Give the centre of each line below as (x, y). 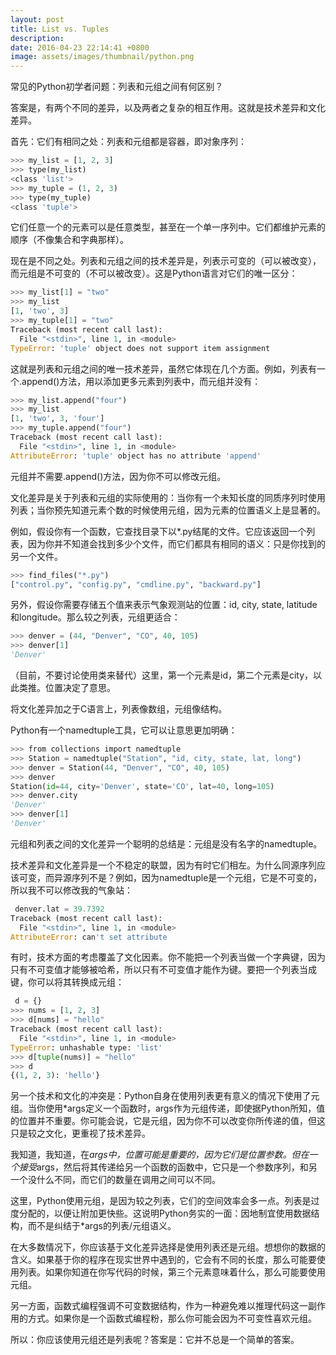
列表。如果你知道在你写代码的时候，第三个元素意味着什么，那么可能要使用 (172, 1272)
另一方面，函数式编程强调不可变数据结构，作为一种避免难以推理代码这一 (159, 1306)
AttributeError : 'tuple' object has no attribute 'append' (136, 456)
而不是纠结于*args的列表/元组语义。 (102, 1226)
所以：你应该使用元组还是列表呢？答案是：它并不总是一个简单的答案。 (155, 1340)
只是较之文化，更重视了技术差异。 (80, 1133)
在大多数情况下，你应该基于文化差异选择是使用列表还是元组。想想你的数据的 (168, 1247)
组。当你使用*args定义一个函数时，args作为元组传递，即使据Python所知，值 (168, 1108)
